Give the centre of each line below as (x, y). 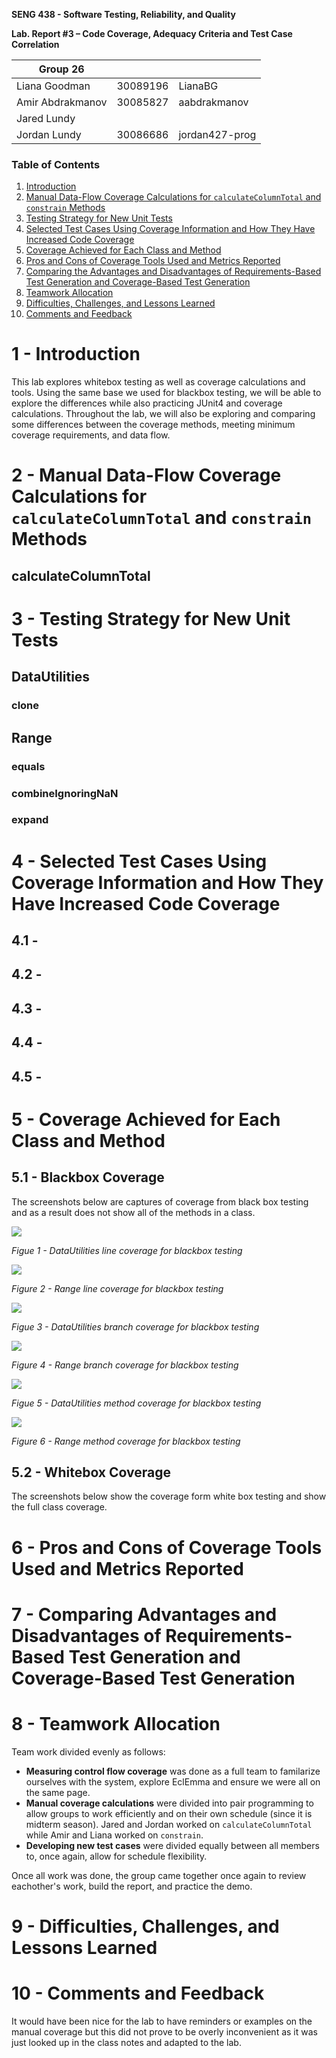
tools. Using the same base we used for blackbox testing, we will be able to (166, 393)
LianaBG (198, 86)
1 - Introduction (76, 354)
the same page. (58, 1792)
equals (28, 766)
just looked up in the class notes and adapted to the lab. (126, 2042)
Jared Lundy (46, 118)
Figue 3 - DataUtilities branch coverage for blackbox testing (135, 1326)
